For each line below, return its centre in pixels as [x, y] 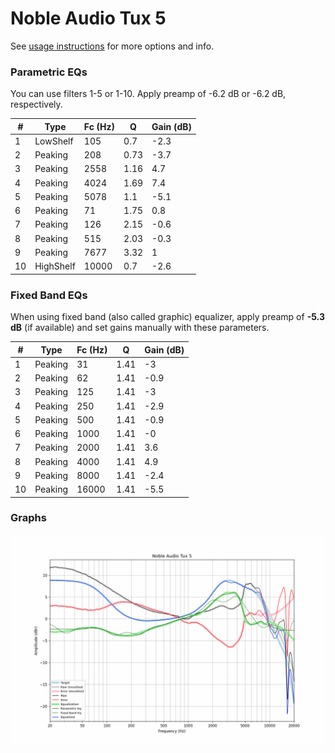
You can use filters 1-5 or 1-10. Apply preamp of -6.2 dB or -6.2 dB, [148, 94]
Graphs [28, 518]
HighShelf [55, 266]
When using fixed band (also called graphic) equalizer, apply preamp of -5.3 [167, 317]
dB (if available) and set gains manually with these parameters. [140, 328]
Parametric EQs [49, 72]
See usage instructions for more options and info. [112, 46]
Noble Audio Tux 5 [88, 18]
